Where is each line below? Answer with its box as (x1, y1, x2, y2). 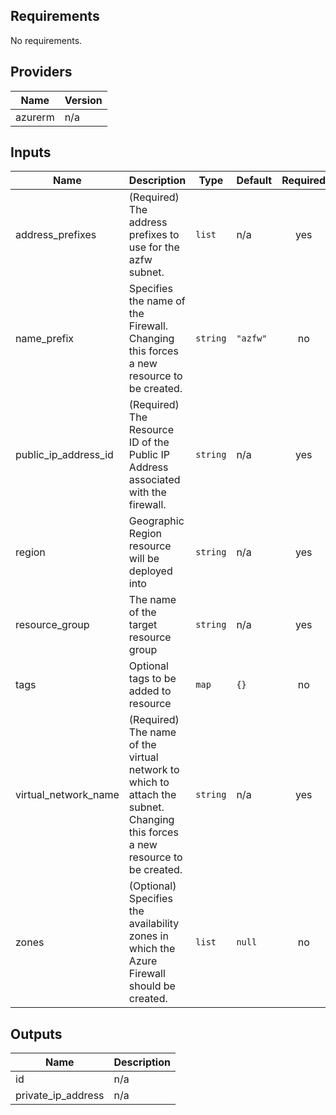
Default (236, 174, 273, 188)
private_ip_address (15, 1089, 105, 1103)
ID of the (128, 435, 170, 449)
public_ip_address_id (15, 448, 114, 462)
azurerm (15, 110, 55, 124)
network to (128, 763, 180, 777)
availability (128, 917, 180, 931)
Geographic (128, 514, 185, 528)
